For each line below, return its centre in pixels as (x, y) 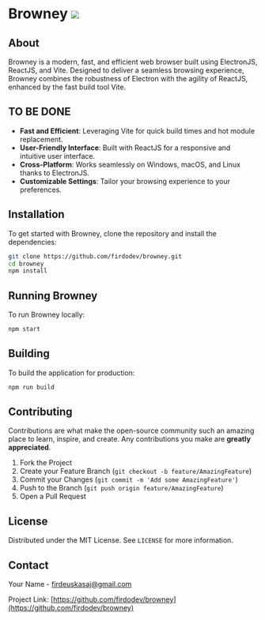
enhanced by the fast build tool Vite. (67, 87)
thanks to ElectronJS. (54, 173)
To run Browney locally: (47, 315)
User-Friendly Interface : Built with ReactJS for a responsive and (125, 148)
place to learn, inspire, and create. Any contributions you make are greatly (130, 439)
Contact (28, 565)
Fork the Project (46, 463)
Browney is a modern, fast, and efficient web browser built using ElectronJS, (133, 62)
